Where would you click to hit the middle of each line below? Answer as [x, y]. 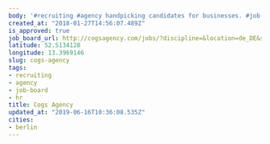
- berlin [23, 127]
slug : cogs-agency [39, 61]
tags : [17, 68]
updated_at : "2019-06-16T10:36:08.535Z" [77, 113]
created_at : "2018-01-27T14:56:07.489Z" [77, 23]
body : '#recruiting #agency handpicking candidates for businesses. [125, 16]
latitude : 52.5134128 [45, 46]
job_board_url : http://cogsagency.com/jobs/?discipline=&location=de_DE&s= [138, 38]
